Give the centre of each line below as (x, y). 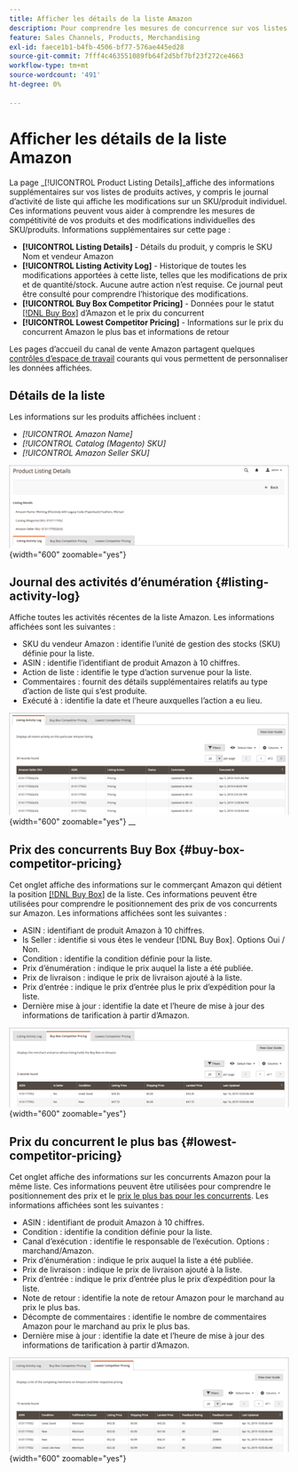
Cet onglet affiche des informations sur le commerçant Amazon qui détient (145, 885)
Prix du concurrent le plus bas (94, 1142)
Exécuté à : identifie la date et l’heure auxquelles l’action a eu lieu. (142, 701)
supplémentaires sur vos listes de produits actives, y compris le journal (139, 192)
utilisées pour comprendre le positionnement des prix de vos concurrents (143, 904)
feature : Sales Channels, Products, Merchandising (105, 37)
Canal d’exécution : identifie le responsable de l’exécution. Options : (145, 1241)
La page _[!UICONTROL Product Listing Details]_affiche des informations (142, 182)
